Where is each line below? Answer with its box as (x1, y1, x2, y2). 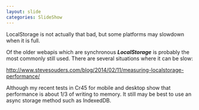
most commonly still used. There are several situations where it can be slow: (6, 55, 193, 62)
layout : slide (6, 8, 42, 15)
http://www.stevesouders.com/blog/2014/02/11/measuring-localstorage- (6, 66, 184, 73)
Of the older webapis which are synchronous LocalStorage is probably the (6, 48, 190, 55)
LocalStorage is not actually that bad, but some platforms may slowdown (6, 30, 184, 37)
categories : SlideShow (6, 14, 62, 20)
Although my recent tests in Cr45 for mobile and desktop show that (6, 84, 171, 91)
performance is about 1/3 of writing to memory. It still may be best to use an (6, 90, 192, 98)
